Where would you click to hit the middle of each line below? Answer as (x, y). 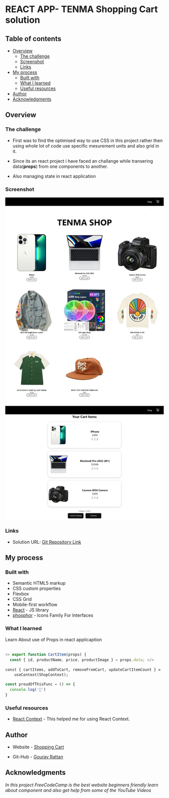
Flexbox (21, 594)
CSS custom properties (37, 589)
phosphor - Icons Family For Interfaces (53, 616)
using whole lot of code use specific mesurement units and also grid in (86, 146)
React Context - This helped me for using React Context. (71, 719)
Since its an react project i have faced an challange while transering (83, 161)
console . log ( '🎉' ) (28, 690)
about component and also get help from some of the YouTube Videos (78, 790)
